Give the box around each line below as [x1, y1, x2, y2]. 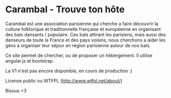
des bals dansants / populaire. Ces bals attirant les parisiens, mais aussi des [5, 31, 166, 37]
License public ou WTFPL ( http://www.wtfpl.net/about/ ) [5, 77, 123, 84]
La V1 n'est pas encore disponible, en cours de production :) [5, 68, 133, 74]
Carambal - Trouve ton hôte [5, 4, 125, 15]
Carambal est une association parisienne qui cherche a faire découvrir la [5, 21, 159, 27]
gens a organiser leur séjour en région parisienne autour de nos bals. [5, 42, 151, 48]
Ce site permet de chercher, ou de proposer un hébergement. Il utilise [5, 52, 153, 58]
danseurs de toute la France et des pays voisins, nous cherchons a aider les [5, 37, 166, 43]
